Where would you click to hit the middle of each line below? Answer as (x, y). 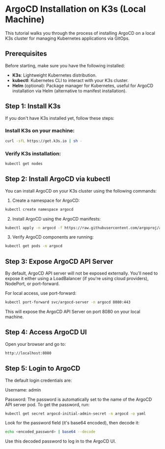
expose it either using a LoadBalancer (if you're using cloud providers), (77, 279)
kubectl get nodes (24, 164)
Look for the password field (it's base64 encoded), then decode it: (72, 423)
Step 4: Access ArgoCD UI (46, 332)
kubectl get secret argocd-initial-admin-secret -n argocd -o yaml (76, 414)
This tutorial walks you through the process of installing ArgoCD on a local (80, 33)
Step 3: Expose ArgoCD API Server (59, 261)
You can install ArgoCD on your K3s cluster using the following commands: (81, 191)
